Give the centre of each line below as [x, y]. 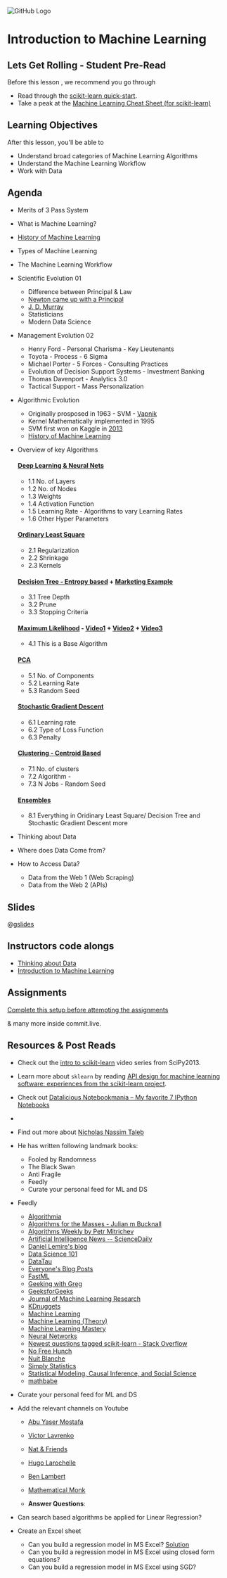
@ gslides [21, 924]
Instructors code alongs [61, 946]
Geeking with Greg [55, 1283]
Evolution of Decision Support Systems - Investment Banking [116, 371]
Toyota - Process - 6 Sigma [67, 356]
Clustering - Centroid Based [59, 753]
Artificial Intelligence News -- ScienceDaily [90, 1239]
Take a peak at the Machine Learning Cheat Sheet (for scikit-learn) [114, 103]
